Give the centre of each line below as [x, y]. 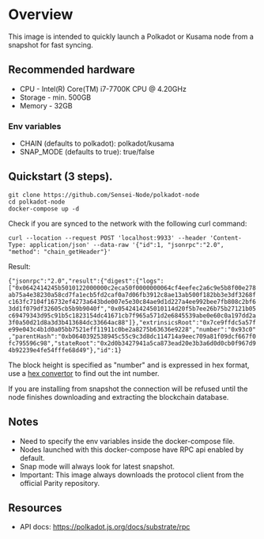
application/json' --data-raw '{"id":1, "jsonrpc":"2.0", [126, 245]
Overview [41, 15]
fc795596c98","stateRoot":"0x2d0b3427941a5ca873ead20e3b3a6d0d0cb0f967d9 [132, 343]
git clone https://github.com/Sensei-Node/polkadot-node [104, 195]
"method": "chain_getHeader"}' [60, 252]
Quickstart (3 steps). [60, 177]
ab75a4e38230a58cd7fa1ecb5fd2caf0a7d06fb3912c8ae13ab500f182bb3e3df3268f [132, 294]
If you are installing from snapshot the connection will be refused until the [128, 389]
